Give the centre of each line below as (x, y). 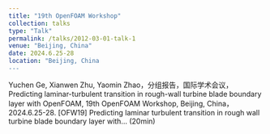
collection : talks (39, 23)
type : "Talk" (30, 31)
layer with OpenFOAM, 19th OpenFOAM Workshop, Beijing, (107, 103)
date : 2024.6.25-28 (41, 53)
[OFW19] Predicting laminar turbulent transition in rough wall (159, 112)
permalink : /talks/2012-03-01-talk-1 (72, 38)
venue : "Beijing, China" (50, 46)
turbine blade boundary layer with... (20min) (82, 121)
